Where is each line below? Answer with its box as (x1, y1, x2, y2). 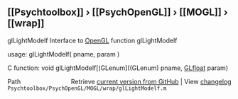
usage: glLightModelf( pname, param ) (7, 49, 120, 58)
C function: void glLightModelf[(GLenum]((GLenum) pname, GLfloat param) (7, 64, 229, 72)
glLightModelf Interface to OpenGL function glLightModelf (7, 36, 178, 45)
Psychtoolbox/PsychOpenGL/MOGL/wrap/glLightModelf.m (7, 85, 167, 92)
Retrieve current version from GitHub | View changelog (70, 77, 232, 86)
